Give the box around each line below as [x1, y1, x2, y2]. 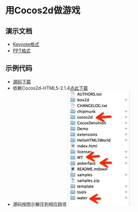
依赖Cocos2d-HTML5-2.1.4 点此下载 [12, 85, 88, 91]
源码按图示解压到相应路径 [12, 201, 67, 207]
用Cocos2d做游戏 [5, 5, 81, 16]
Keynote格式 [12, 41, 39, 47]
